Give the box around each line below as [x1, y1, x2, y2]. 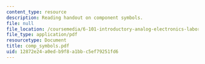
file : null [6, 20, 34, 26]
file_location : [6, 26, 45, 32]
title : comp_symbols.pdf [6, 43, 70, 49]
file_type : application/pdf [6, 32, 78, 38]
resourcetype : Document [6, 37, 67, 43]
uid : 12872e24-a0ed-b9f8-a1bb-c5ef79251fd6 [6, 49, 119, 55]
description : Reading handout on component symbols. [6, 15, 143, 21]
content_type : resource [6, 9, 67, 15]
